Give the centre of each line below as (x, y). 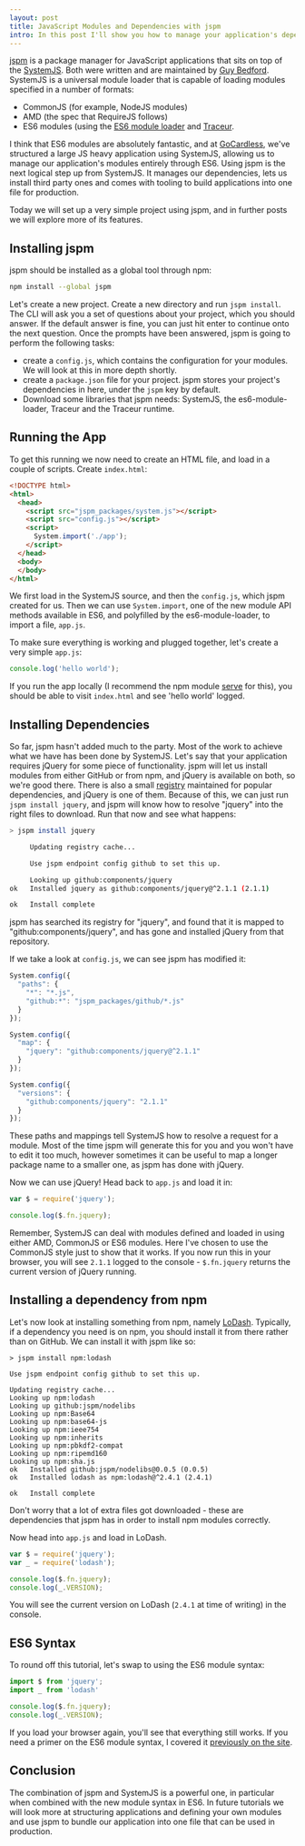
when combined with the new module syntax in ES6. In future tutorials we (147, 1802)
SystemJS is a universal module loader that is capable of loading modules (148, 80)
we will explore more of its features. (76, 220)
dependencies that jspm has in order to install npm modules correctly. (140, 1520)
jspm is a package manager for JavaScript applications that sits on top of (146, 61)
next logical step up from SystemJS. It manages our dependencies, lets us (148, 173)
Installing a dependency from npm (108, 1300)
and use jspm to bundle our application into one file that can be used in (142, 1821)
